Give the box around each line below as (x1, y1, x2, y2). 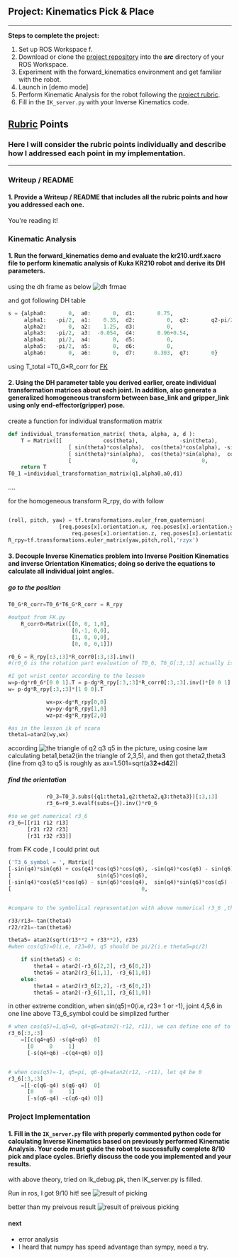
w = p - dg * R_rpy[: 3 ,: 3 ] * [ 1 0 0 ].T (8, 686, 104, 693)
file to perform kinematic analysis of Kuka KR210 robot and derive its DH (8, 259, 226, 268)
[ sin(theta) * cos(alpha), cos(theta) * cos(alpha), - (68, 444, 228, 451)
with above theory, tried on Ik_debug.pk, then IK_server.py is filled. (8, 1175, 203, 1184)
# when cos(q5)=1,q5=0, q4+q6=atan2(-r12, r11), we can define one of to (8, 1023, 231, 1030)
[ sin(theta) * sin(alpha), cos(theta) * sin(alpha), (68, 450, 221, 457)
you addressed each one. (8, 200, 84, 209)
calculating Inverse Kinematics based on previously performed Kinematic (8, 1137, 230, 1145)
